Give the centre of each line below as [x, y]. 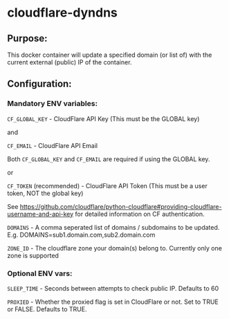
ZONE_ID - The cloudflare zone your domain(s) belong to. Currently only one [115, 248]
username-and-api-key [40, 214]
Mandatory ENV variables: [53, 104]
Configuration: [39, 84]
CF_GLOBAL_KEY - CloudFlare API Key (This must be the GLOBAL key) [103, 118]
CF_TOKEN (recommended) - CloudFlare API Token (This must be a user [107, 185]
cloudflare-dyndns [62, 13]
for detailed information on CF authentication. [140, 214]
